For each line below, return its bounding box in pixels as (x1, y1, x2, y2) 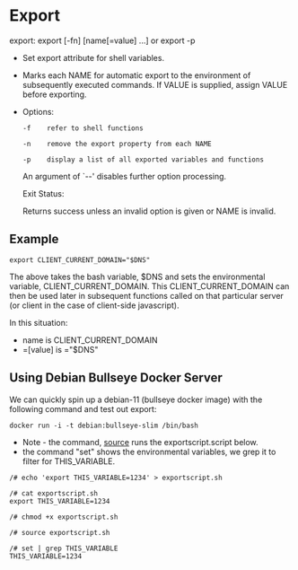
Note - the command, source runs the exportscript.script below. (22, 436, 259, 447)
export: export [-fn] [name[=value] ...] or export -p (9, 35, 196, 46)
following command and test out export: (9, 403, 157, 414)
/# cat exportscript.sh (9, 488, 99, 498)
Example (9, 232, 59, 247)
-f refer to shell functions (22, 123, 144, 133)
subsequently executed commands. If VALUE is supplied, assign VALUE (22, 79, 288, 90)
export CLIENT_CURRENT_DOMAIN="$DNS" (9, 255, 151, 265)
